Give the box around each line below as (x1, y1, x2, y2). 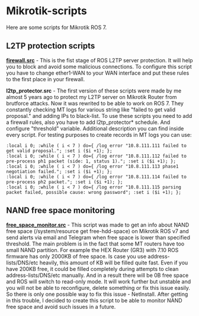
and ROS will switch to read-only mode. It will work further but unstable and (6, 277, 191, 285)
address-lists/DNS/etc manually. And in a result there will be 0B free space (6, 272, 189, 279)
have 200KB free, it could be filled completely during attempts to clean (6, 265, 179, 272)
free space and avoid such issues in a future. (6, 303, 116, 310)
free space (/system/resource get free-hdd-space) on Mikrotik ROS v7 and (6, 227, 190, 235)
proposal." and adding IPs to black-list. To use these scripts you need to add (6, 112, 192, 119)
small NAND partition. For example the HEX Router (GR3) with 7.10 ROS (6, 246, 179, 253)
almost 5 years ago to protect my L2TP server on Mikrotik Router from (6, 93, 177, 100)
